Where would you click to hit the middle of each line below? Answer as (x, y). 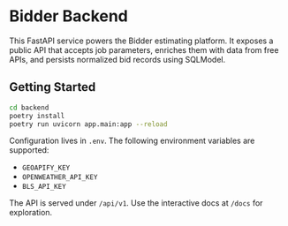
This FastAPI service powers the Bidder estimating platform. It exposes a (141, 41)
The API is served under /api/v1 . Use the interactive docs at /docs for (136, 203)
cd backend (29, 108)
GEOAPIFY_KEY (46, 168)
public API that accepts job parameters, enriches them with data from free (144, 49)
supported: (29, 150)
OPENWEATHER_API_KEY (60, 177)
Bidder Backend (68, 16)
